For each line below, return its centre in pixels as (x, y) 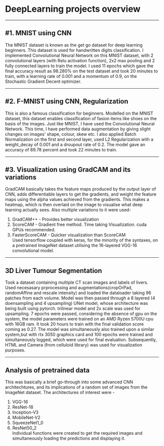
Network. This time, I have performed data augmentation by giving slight (78, 129)
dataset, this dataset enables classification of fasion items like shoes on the (81, 118)
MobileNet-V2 (26, 417)
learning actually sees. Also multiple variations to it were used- (68, 210)
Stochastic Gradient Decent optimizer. (43, 81)
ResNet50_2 (24, 428)
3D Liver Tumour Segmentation (54, 271)
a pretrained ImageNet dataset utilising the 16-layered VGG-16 (75, 246)
